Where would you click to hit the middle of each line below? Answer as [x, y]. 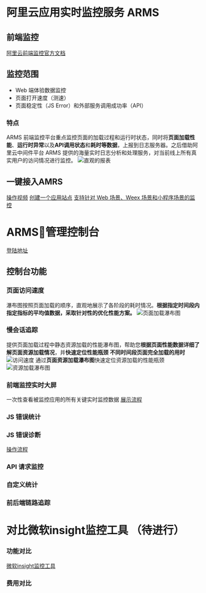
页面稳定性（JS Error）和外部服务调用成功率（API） [81, 105]
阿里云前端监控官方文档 [36, 53]
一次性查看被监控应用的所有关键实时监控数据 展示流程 [74, 400]
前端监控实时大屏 [32, 385]
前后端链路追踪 [29, 503]
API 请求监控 [25, 467]
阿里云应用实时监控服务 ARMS [83, 13]
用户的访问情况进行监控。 [44, 161]
